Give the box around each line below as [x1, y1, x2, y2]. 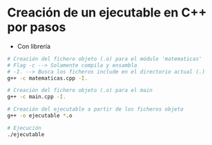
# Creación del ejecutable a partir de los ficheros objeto [7, 106, 184, 113]
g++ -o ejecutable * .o [7, 112, 73, 120]
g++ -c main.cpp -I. [7, 93, 67, 100]
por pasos [7, 19, 66, 35]
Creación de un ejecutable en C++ [7, 5, 207, 21]
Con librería [17, 42, 50, 50]
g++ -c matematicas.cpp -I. [7, 74, 88, 82]
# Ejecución [7, 124, 41, 131]
